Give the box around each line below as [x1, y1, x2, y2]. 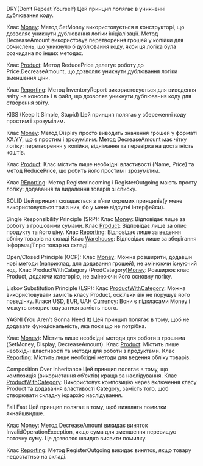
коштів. [6, 149, 26, 156]
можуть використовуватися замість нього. [6, 304, 118, 311]
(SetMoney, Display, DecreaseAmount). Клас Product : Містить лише [6, 341, 179, 348]
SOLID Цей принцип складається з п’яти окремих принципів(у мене [6, 197, 183, 204]
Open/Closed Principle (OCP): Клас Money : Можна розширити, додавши [6, 253, 193, 260]
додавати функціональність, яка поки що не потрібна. [6, 322, 146, 329]
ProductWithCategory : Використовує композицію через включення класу [6, 379, 197, 385]
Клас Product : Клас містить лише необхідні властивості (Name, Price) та [6, 161, 194, 167]
